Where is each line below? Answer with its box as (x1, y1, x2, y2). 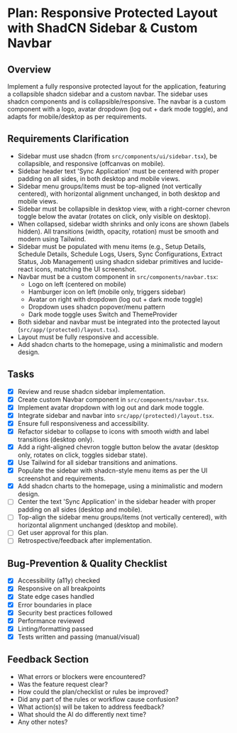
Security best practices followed (17, 608, 113, 617)
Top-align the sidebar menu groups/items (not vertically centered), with (17, 513, 227, 522)
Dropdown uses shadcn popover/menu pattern (28, 302, 165, 311)
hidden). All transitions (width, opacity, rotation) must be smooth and (17, 227, 219, 236)
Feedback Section (7, 654, 89, 666)
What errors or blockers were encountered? (17, 672, 146, 680)
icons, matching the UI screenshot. (34, 265, 137, 273)
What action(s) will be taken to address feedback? (17, 702, 165, 711)
